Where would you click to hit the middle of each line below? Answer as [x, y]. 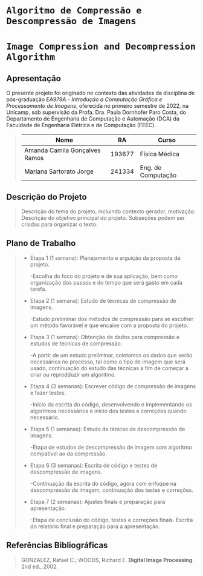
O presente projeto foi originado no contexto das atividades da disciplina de [101, 93]
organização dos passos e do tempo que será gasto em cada [106, 282]
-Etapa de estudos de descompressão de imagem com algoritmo [111, 447]
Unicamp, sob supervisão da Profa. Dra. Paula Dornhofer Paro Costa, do [96, 112]
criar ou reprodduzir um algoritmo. [73, 374]
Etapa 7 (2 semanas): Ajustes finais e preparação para [98, 502]
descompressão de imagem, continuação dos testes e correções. [112, 490]
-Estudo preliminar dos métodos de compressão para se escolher [112, 319]
